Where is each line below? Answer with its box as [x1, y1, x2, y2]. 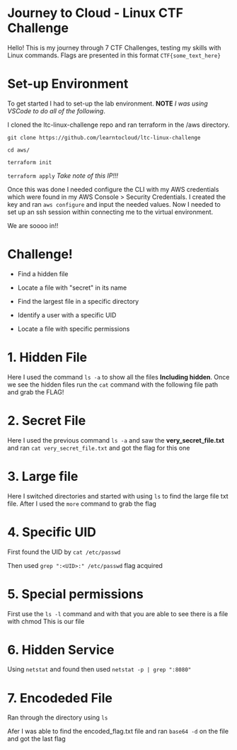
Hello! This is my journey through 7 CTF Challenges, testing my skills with [7, 43, 221, 52]
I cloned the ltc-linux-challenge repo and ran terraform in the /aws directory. [7, 120, 230, 129]
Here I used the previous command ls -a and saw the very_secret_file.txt [7, 436, 225, 444]
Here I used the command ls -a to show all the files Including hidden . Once [7, 373, 230, 381]
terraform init [7, 159, 52, 166]
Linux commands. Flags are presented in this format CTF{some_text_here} [7, 51, 221, 59]
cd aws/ [7, 147, 30, 154]
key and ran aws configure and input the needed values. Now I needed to [7, 200, 221, 208]
